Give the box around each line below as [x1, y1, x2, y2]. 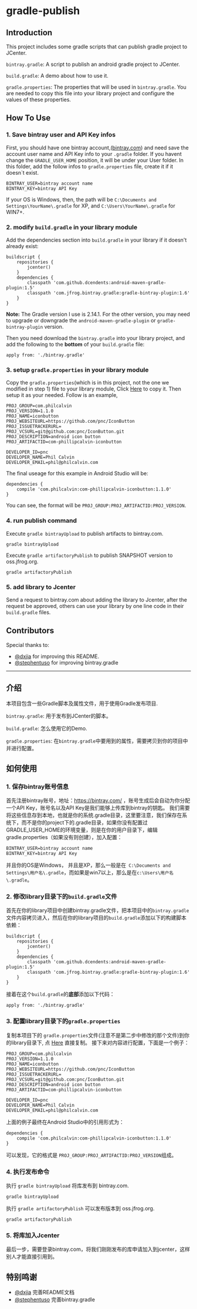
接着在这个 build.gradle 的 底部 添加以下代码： [6, 991, 115, 998]
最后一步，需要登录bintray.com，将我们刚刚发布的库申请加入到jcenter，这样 [6, 1245, 191, 1253]
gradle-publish [6, 4, 80, 18]
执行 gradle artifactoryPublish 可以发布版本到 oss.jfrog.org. [6, 1205, 155, 1212]
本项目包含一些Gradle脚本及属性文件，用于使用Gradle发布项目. [6, 700, 158, 707]
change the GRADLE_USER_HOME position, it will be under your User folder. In [6, 156, 184, 163]
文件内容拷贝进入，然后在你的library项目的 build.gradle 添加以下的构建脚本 [6, 914, 186, 921]
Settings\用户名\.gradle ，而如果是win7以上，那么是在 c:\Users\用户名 [6, 869, 174, 876]
